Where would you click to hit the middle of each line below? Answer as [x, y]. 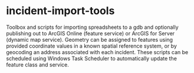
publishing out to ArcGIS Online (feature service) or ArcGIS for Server [91, 33]
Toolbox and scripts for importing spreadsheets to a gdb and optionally [92, 27]
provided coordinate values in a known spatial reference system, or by [91, 46]
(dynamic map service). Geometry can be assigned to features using [89, 39]
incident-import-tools [60, 11]
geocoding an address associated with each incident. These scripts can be [97, 52]
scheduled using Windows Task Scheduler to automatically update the [91, 58]
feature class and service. [38, 64]
